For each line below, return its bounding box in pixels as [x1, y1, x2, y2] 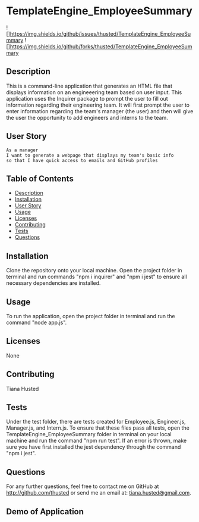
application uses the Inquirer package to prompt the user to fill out [6, 95, 168, 102]
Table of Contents [6, 173, 74, 184]
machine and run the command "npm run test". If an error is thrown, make [6, 437, 187, 445]
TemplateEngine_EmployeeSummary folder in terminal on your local [6, 431, 172, 438]
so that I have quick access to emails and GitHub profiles [6, 157, 159, 163]
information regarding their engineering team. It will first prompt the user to [6, 101, 190, 108]
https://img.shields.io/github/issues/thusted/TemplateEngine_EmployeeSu [10, 30, 191, 37]
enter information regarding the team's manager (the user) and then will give [6, 107, 194, 114]
